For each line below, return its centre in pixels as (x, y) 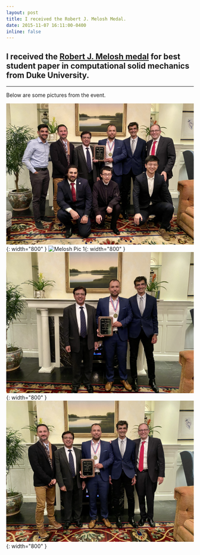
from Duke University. (48, 75)
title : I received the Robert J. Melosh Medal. (66, 19)
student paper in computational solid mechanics (98, 66)
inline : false (24, 32)
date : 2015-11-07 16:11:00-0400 (46, 25)
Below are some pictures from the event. (56, 95)
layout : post (22, 13)
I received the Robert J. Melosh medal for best (93, 56)
